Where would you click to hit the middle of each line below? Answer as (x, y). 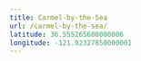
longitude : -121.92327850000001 (70, 43)
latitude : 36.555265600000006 (67, 34)
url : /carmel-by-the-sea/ (58, 26)
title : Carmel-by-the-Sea (58, 17)
